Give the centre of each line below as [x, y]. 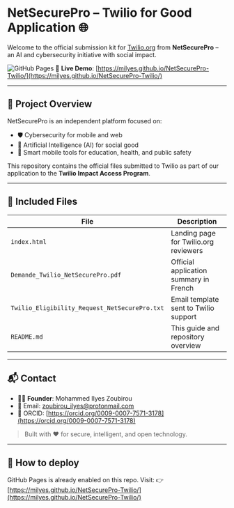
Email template [195, 299]
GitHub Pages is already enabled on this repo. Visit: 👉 [85, 480]
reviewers [187, 250]
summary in [190, 279]
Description [197, 221]
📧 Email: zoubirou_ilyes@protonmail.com [76, 406]
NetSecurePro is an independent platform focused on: [85, 121]
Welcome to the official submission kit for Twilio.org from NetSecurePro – [113, 47]
